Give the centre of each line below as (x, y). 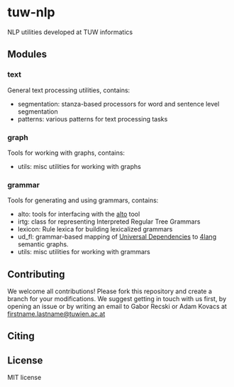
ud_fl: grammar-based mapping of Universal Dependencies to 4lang (117, 237)
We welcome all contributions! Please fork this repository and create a (110, 291)
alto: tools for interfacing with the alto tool (79, 214)
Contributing (36, 274)
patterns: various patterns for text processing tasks (93, 119)
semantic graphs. (43, 244)
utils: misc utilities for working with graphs (79, 166)
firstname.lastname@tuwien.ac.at (56, 314)
